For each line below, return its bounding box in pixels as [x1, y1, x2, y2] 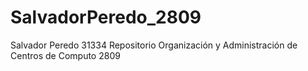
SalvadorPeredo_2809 [10, 6, 202, 29]
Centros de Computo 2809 [10, 49, 121, 61]
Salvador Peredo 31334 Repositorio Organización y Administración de [10, 39, 298, 51]
